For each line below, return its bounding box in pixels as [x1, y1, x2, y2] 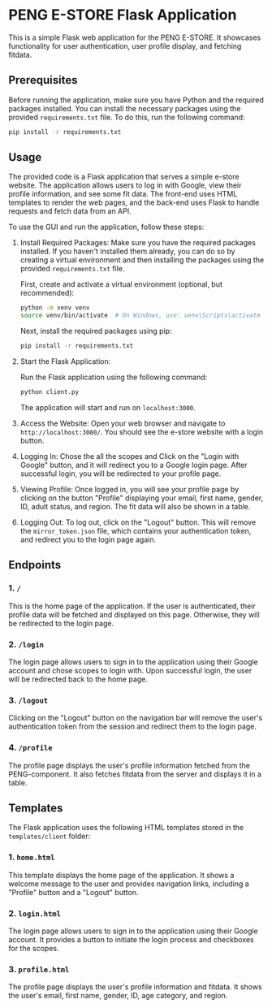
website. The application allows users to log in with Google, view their [8, 180, 242, 190]
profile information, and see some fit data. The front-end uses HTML [8, 189, 238, 199]
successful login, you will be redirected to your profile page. [19, 469, 222, 478]
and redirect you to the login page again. [19, 534, 157, 544]
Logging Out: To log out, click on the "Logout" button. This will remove [19, 517, 257, 527]
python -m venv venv [19, 304, 90, 312]
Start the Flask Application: [19, 357, 111, 366]
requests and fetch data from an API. [8, 206, 132, 216]
